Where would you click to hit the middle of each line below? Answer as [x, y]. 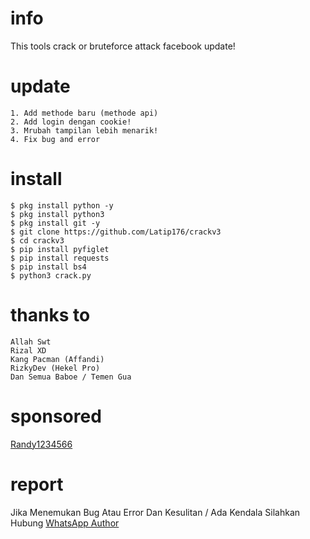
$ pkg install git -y [55, 223]
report [37, 484]
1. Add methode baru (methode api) [84, 113]
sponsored [56, 416]
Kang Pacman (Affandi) [57, 359]
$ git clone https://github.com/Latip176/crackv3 [116, 232]
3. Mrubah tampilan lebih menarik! [84, 130]
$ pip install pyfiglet [60, 249]
